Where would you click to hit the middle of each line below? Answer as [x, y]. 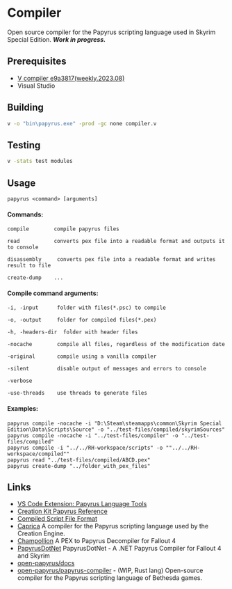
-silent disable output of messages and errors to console [107, 369]
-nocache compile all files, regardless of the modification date [116, 345]
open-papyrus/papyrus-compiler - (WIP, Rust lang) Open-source [110, 571]
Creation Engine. [41, 533]
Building [25, 108]
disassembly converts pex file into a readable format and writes [111, 260]
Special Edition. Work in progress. [57, 39]
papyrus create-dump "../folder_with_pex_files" [79, 466]
